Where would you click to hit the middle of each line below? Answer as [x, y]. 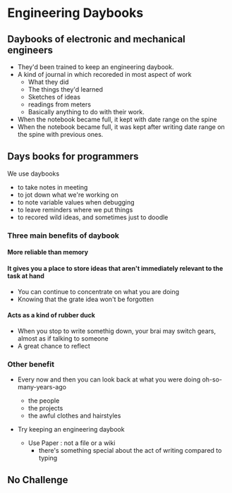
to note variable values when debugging [76, 202]
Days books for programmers [73, 157]
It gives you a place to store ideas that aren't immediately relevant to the [115, 268]
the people [44, 401]
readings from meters [60, 104]
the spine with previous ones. [60, 134]
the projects [45, 408]
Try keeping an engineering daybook [71, 430]
